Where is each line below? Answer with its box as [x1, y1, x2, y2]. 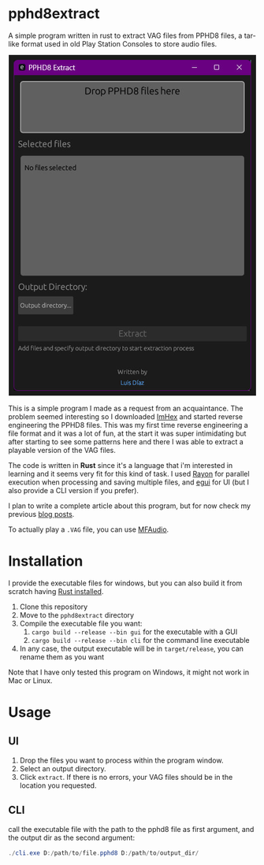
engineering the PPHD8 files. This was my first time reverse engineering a [8, 420, 248, 429]
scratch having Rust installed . [8, 586, 104, 596]
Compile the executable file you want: [19, 618, 143, 628]
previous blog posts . [8, 509, 75, 518]
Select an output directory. [19, 763, 106, 773]
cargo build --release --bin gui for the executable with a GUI [31, 627, 238, 637]
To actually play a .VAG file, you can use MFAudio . [8, 525, 169, 534]
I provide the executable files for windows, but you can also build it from [8, 578, 243, 588]
